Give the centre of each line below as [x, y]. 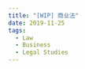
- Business [33, 45]
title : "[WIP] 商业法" [44, 15]
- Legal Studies [42, 52]
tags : [17, 30]
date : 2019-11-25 [37, 23]
